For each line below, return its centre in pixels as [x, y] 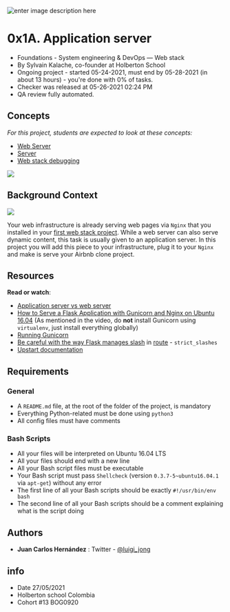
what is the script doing [51, 511]
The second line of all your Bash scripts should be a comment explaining [120, 504]
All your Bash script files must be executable [80, 468]
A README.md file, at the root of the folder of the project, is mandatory [114, 406]
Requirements [38, 372]
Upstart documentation [50, 350]
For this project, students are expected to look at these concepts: [100, 132]
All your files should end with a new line [73, 461]
